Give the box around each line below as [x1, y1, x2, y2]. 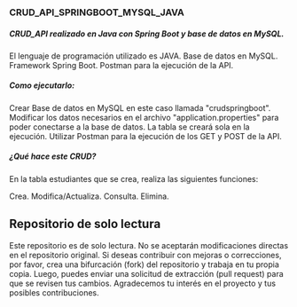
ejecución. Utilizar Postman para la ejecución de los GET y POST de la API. [9, 130, 282, 141]
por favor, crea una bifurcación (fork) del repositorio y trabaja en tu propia [9, 259, 279, 270]
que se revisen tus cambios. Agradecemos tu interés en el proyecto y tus [9, 278, 277, 288]
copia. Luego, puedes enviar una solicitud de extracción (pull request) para [9, 268, 284, 279]
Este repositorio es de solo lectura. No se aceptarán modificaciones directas [9, 240, 289, 250]
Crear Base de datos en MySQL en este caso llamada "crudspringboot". [9, 102, 271, 113]
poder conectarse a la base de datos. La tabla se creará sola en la [9, 122, 250, 132]
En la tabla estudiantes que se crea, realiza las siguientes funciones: [9, 173, 259, 184]
